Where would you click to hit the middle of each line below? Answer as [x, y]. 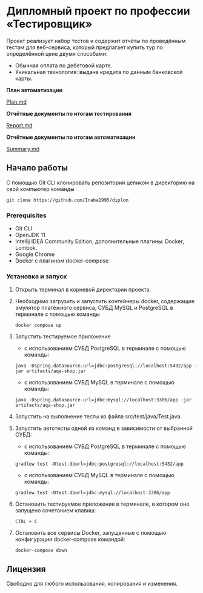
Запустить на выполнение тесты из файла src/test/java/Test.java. [98, 417]
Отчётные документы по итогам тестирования [69, 113]
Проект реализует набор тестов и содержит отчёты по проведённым [96, 41]
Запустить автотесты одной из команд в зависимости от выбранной [104, 428]
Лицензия [26, 569]
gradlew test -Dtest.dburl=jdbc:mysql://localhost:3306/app [92, 493]
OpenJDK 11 [30, 235]
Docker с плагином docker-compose [62, 261]
